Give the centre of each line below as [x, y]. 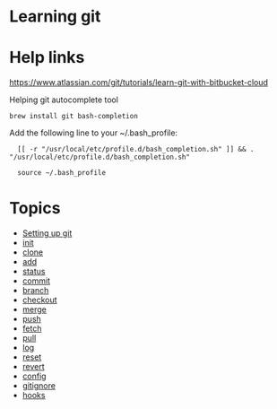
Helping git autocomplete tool [64, 100]
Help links [47, 58]
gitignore [39, 386]
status [34, 272]
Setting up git [47, 233]
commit [36, 281]
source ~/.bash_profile [61, 173]
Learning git [55, 17]
